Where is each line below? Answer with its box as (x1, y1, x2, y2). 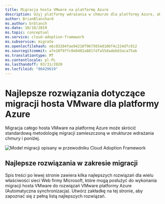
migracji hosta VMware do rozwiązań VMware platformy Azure (5, 182, 132, 188)
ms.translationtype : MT (5, 53, 54, 58)
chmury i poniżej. (5, 135, 40, 141)
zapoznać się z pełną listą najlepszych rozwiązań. (5, 193, 106, 199)
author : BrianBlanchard (5, 16, 54, 21)
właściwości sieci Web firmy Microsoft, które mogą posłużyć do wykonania (5, 177, 157, 183)
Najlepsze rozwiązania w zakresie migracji (5, 159, 138, 168)
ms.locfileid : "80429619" (5, 67, 58, 72)
